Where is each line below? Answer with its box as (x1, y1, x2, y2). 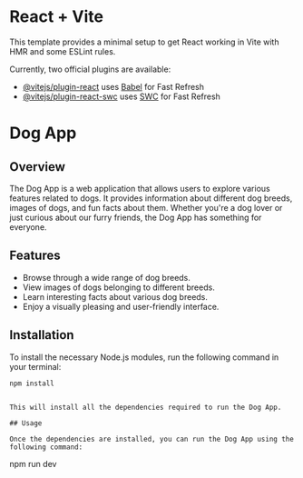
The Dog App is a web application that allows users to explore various (9, 183, 270, 194)
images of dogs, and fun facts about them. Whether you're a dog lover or (9, 202, 283, 213)
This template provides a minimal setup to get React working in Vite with (9, 36, 279, 47)
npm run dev (9, 458, 57, 469)
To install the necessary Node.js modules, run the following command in (9, 352, 279, 363)
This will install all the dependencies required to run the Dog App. (9, 403, 282, 412)
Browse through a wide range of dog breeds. (22, 272, 191, 283)
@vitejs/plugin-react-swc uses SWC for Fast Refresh (22, 91, 220, 102)
